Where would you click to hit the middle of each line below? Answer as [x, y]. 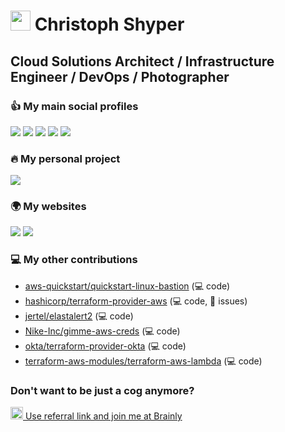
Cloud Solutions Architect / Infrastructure [142, 61]
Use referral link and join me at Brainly [103, 416]
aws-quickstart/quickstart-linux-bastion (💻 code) [127, 286]
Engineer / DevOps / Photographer [120, 76]
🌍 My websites [48, 207]
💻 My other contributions [74, 260]
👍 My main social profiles [74, 106]
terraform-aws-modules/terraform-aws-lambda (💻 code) [143, 361]
